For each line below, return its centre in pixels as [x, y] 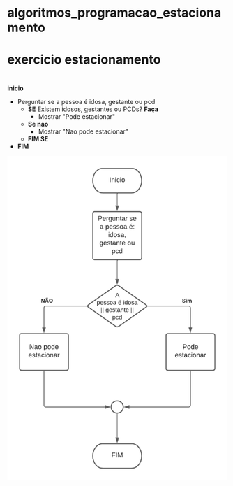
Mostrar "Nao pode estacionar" [83, 131]
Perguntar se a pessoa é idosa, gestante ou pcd [86, 101]
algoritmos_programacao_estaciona [114, 13]
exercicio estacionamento [84, 60]
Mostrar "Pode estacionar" [76, 116]
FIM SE [38, 138]
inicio [15, 88]
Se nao [38, 124]
